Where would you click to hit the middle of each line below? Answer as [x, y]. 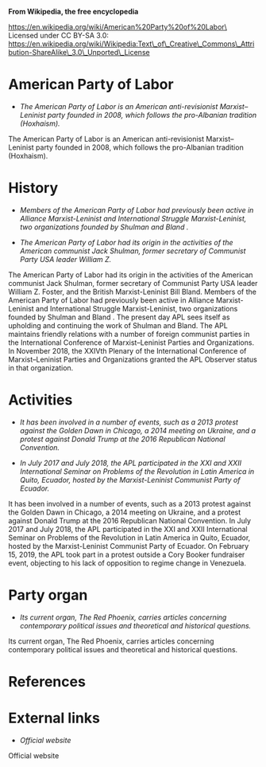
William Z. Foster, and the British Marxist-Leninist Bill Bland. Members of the [132, 292]
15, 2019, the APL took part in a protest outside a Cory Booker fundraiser [127, 554]
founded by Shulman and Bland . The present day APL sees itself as [119, 317]
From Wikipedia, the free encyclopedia [73, 12]
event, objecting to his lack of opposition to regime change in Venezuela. [127, 563]
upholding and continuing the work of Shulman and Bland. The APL [118, 325]
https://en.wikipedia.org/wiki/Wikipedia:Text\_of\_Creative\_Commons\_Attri [131, 44]
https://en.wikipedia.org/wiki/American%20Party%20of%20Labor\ [118, 27]
